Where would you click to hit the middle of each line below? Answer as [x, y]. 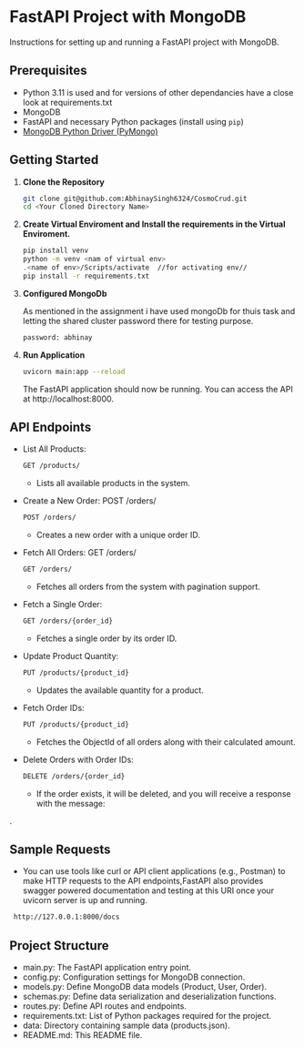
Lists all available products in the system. [113, 483]
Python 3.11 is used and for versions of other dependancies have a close [158, 92]
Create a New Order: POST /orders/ [89, 501]
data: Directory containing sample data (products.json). [126, 1025]
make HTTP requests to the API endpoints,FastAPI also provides [143, 881]
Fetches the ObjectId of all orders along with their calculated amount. [166, 742]
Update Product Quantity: [71, 656]
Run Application [54, 355]
